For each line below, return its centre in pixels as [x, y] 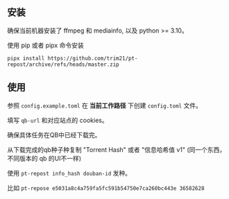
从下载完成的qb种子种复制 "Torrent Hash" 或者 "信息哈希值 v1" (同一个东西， [117, 149]
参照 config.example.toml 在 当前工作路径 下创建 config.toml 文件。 [105, 105]
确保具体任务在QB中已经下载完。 [54, 135]
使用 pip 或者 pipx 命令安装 [46, 45]
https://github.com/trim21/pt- [93, 58]
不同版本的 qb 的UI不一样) [44, 158]
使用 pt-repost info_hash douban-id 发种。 [69, 173]
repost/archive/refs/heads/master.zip [63, 64]
